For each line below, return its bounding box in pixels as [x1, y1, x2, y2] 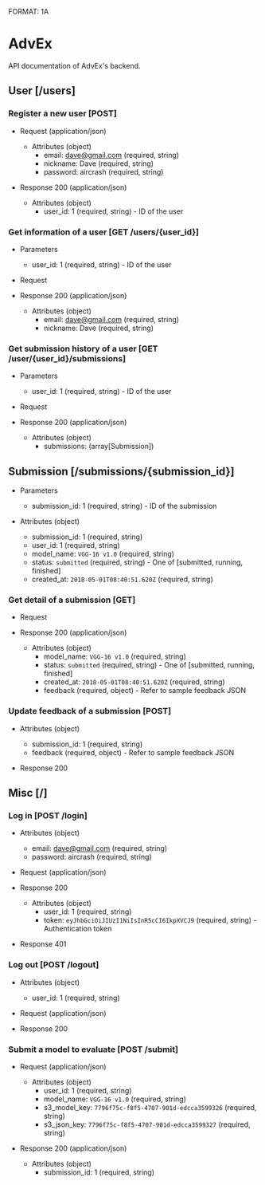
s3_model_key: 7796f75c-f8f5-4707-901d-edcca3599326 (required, [43, 1102, 257, 1112]
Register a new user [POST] [8, 108, 117, 119]
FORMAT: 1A [8, 7, 49, 16]
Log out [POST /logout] [8, 959, 99, 970]
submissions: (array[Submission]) [43, 442, 154, 451]
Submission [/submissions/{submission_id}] [8, 464, 235, 478]
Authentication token [43, 924, 112, 934]
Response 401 [19, 939, 67, 949]
